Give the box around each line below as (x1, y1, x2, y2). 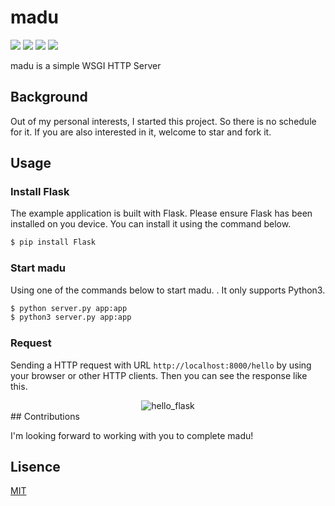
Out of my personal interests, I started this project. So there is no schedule (10, 115, 317, 127)
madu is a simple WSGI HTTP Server (10, 59, 162, 71)
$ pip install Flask (10, 237, 97, 248)
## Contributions (10, 410, 80, 422)
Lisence (10, 459, 61, 476)
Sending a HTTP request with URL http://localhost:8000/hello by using (10, 359, 312, 371)
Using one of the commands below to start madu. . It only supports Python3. (10, 284, 326, 296)
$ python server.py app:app (10, 303, 128, 313)
